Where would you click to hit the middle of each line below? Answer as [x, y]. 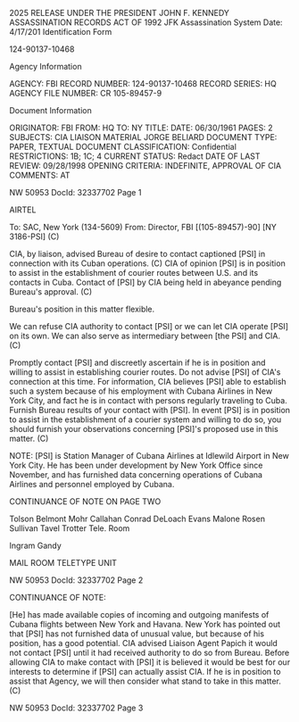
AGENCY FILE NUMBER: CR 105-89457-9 [86, 93]
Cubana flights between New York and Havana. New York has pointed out [145, 624]
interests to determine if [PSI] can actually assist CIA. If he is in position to [145, 672]
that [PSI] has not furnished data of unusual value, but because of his [137, 634]
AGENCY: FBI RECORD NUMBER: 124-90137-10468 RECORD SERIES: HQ [143, 83]
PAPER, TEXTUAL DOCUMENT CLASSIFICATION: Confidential [123, 147]
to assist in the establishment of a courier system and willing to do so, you [145, 419]
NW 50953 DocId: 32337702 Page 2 [76, 580]
